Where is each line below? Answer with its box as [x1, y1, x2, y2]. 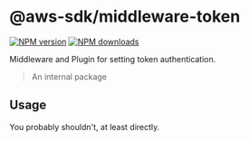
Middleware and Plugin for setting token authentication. [9, 53, 216, 64]
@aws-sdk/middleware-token [9, 6, 241, 27]
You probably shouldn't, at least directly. [9, 121, 160, 132]
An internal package [31, 70, 107, 82]
